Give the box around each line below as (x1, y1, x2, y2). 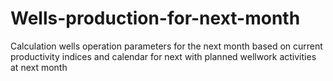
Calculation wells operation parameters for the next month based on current (10, 40, 323, 52)
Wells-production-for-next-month (10, 7, 301, 30)
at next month (10, 61, 68, 73)
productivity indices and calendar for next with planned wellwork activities (10, 50, 317, 62)
